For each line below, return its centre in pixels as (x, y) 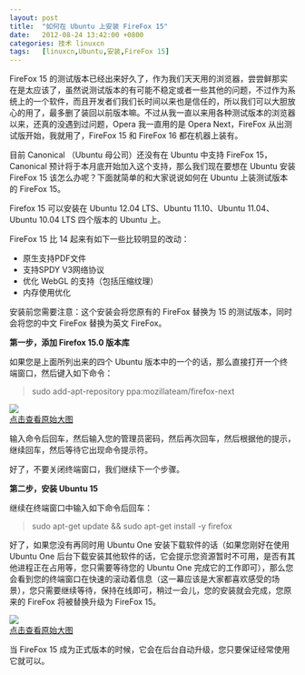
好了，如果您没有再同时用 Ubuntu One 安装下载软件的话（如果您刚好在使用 (150, 545)
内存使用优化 (46, 293)
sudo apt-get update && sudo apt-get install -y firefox (132, 526)
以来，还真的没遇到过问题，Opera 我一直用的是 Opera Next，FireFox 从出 (147, 125)
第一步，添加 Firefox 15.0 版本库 (69, 343)
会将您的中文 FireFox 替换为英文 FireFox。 (88, 323)
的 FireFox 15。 (38, 189)
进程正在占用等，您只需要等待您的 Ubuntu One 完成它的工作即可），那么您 (155, 568)
